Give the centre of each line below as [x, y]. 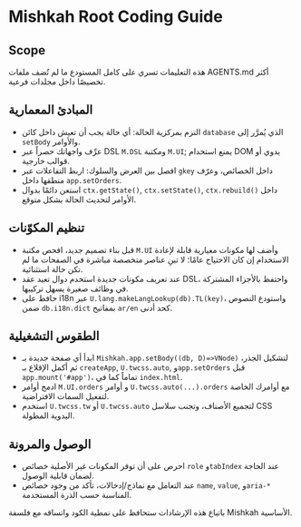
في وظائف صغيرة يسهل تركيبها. [75, 288]
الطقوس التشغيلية [54, 336]
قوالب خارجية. [45, 161]
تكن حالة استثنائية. [52, 268]
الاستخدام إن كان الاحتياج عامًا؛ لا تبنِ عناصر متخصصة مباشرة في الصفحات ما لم [155, 259]
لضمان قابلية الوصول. [58, 476]
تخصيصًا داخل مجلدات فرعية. [57, 82]
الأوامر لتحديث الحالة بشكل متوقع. [79, 199]
